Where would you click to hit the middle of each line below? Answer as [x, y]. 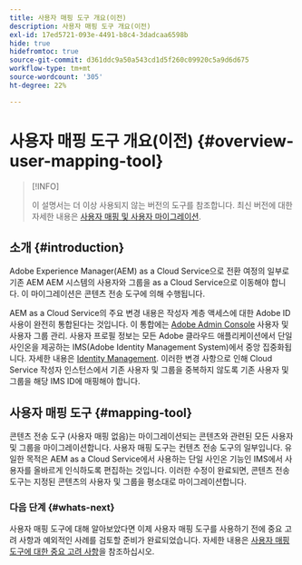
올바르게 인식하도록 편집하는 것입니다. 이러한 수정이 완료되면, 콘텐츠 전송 [161, 471]
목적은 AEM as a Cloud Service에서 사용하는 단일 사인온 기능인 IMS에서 [154, 459]
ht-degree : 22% [38, 85]
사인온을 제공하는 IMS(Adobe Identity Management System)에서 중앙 [135, 347]
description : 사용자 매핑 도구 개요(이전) [80, 26]
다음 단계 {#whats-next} [62, 508]
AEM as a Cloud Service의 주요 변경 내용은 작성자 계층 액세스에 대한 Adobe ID [150, 313]
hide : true [30, 43]
